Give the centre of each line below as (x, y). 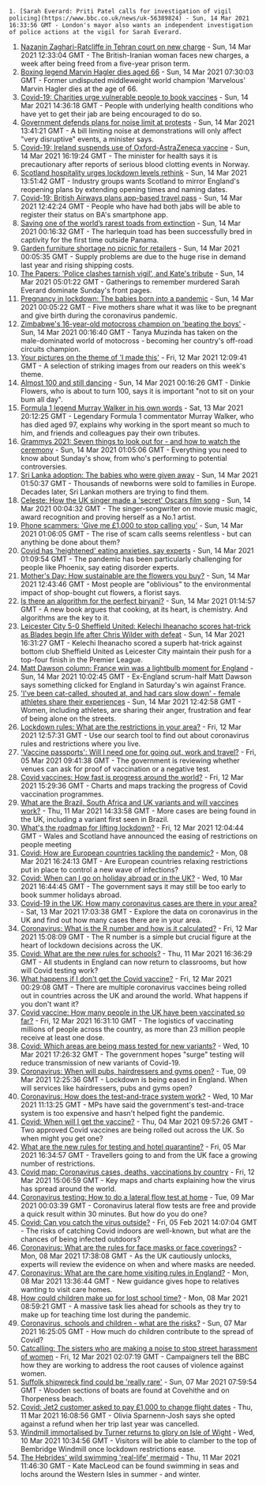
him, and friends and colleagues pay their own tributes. (110, 433)
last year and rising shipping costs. (77, 265)
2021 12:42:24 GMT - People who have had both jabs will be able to (130, 206)
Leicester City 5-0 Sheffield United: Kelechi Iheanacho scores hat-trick (135, 626)
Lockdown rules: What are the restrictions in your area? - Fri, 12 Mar (131, 727)
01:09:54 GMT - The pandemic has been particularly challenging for (131, 559)
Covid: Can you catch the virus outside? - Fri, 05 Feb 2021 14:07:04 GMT (139, 1222)
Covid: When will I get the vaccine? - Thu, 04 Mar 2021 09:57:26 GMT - (137, 1121)
